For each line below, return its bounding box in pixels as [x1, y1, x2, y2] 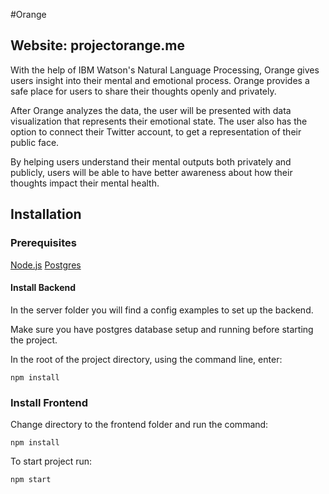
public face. [10, 136, 60, 148]
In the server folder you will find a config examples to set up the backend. [10, 304, 314, 316]
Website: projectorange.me [10, 37, 185, 54]
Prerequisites [10, 236, 77, 250]
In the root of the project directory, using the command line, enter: [10, 353, 283, 365]
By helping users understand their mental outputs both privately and [10, 155, 292, 168]
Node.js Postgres [10, 259, 82, 271]
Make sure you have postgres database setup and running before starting [10, 323, 314, 335]
